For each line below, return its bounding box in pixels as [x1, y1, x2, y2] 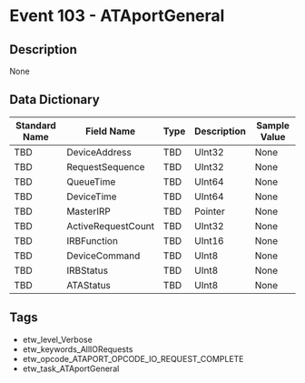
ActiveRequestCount [66, 219, 155, 232]
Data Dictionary [9, 92, 100, 107]
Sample [256, 119, 290, 132]
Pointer [193, 205, 225, 217]
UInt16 [193, 234, 224, 247]
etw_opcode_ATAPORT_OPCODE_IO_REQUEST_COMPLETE [22, 353, 244, 364]
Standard [15, 119, 56, 132]
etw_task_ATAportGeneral [22, 363, 120, 374]
